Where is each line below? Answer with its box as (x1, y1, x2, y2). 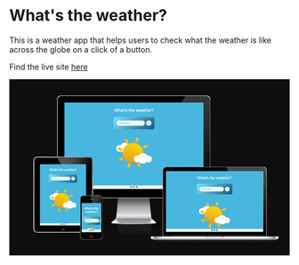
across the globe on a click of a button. (9, 44, 153, 54)
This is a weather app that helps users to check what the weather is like (9, 35, 272, 45)
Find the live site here (9, 61, 88, 72)
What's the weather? (9, 5, 167, 26)
